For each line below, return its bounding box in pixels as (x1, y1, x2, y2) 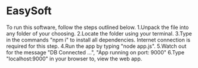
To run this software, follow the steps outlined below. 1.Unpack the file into (6, 24, 189, 31)
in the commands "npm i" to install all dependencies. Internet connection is (6, 36, 191, 43)
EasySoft (6, 4, 52, 18)
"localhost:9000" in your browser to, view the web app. (6, 55, 143, 62)
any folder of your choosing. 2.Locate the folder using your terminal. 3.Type (6, 30, 193, 37)
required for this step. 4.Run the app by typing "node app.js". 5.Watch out (6, 43, 187, 50)
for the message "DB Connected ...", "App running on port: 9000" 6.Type (6, 48, 185, 56)
